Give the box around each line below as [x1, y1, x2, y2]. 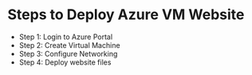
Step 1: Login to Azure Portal [18, 32, 113, 41]
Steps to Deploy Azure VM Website [7, 6, 245, 24]
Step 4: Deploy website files [18, 57, 112, 67]
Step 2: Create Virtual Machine [18, 40, 120, 49]
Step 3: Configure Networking [18, 49, 118, 58]
